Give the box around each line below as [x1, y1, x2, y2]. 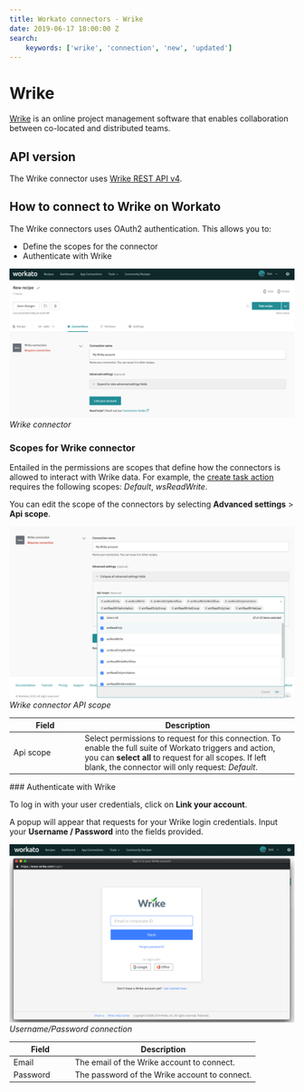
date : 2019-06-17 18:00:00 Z [9, 24, 119, 33]
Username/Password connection [9, 1023, 133, 1035]
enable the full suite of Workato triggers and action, [84, 742, 276, 753]
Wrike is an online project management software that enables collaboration [9, 113, 289, 124]
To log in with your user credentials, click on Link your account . [9, 799, 248, 810]
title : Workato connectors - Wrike [9, 14, 144, 24]
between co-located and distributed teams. [9, 123, 171, 134]
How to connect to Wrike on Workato [9, 199, 222, 214]
